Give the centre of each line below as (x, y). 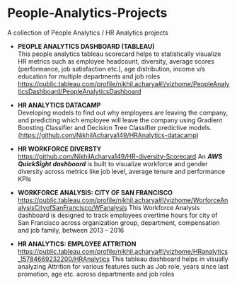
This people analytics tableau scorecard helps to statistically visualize (119, 54)
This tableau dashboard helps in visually (170, 259)
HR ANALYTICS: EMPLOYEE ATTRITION (77, 244)
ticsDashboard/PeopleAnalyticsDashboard (79, 91)
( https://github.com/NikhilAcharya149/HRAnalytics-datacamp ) (108, 135)
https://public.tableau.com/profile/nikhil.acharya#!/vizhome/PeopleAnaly (123, 83)
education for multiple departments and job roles (89, 76)
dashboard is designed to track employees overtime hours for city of (117, 215)
